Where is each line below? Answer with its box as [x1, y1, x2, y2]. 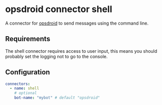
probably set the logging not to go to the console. [5, 53, 108, 59]
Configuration [5, 68, 50, 76]
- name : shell [10, 86, 39, 91]
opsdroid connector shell [5, 4, 112, 15]
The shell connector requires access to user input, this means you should [5, 48, 157, 54]
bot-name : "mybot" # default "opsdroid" [14, 95, 100, 100]
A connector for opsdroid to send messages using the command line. [5, 20, 149, 26]
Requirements [5, 35, 50, 43]
